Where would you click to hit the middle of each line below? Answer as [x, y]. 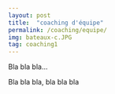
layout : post [30, 15]
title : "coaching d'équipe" [56, 23]
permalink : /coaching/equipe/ [58, 30]
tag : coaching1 [33, 45]
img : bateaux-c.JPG [40, 37]
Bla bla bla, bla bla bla [44, 82]
